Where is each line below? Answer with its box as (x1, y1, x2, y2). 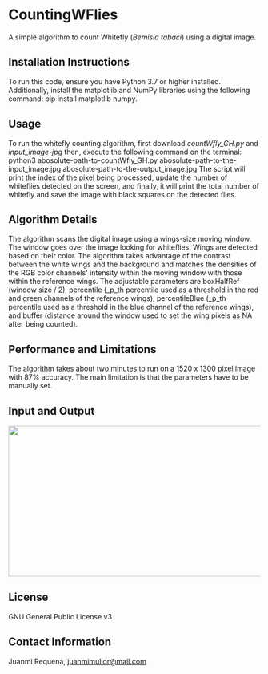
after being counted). (8, 319, 78, 329)
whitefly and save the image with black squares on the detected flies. (8, 189, 237, 199)
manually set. (8, 381, 53, 391)
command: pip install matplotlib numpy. (8, 94, 138, 104)
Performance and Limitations (8, 343, 157, 356)
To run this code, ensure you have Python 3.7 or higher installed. (8, 76, 222, 86)
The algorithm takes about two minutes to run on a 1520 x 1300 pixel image (8, 363, 256, 374)
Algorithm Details (8, 213, 98, 226)
